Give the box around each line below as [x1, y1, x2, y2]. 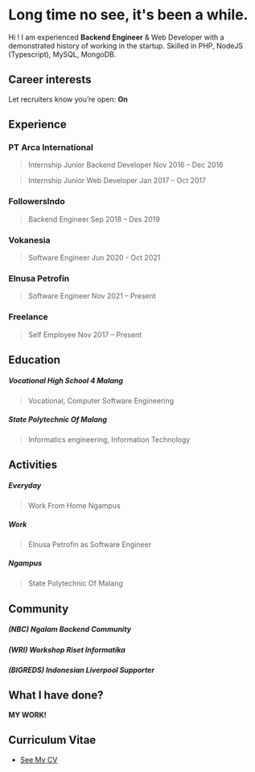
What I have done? [8, 688, 104, 703]
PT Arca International [8, 142, 94, 153]
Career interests [8, 73, 92, 86]
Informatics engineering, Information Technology [27, 434, 191, 444]
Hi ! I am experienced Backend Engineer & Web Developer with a [8, 32, 224, 42]
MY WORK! [8, 710, 47, 720]
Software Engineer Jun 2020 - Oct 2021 [27, 252, 161, 263]
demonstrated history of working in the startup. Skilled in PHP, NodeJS [8, 40, 244, 50]
